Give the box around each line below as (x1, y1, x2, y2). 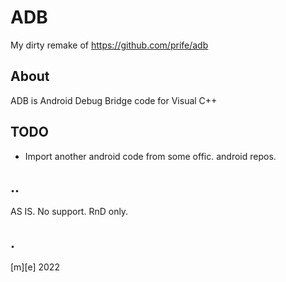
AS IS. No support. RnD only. (10, 206, 129, 218)
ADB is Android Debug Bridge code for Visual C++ (10, 94, 218, 106)
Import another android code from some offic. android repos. (24, 150, 277, 162)
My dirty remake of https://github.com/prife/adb (10, 39, 209, 51)
